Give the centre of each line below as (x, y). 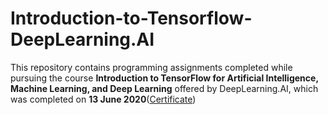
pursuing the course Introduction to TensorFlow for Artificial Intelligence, (164, 78)
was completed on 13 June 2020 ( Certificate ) (103, 99)
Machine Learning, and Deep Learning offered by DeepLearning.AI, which (164, 88)
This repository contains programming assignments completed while (151, 67)
